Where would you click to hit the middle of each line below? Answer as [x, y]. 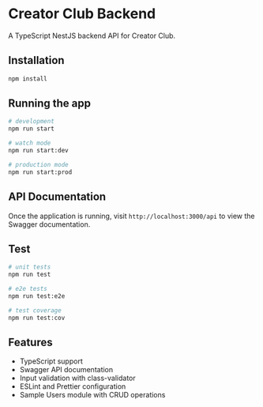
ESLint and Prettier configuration [73, 386]
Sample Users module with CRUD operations [92, 395]
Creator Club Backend [82, 14]
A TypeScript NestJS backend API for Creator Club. [92, 36]
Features [30, 342]
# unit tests [30, 267]
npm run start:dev [38, 151]
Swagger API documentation [66, 370]
